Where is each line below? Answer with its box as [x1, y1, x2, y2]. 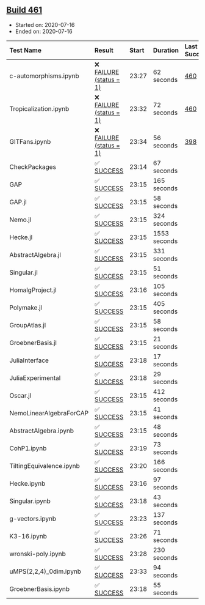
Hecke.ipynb [9, 479, 46, 488]
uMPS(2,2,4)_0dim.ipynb [9, 567, 81, 576]
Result [94, 46, 114, 54]
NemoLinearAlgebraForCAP [9, 409, 89, 417]
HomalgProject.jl [9, 286, 57, 294]
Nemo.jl [9, 215, 32, 224]
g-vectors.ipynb [9, 514, 57, 522]
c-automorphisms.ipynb [9, 72, 79, 80]
